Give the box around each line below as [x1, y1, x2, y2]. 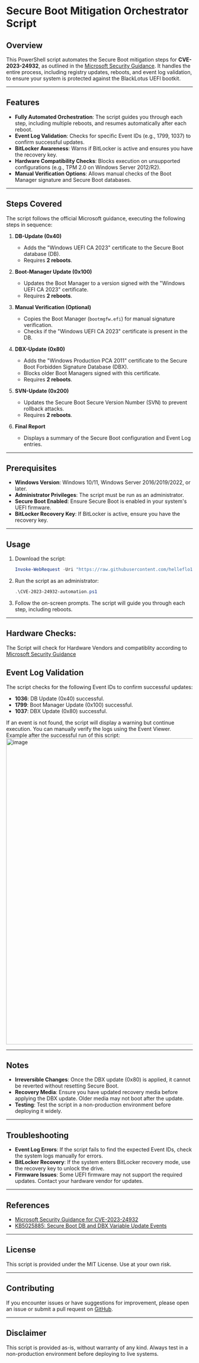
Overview [6, 40, 43, 50]
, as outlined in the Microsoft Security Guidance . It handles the [38, 62, 191, 69]
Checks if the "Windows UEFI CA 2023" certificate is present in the [23, 328, 188, 335]
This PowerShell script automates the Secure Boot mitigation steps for [6, 56, 178, 63]
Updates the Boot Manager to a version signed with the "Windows [23, 280, 185, 287]
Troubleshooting [6, 1130, 69, 1140]
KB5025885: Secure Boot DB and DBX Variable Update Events [14, 1222, 167, 1230]
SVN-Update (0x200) [14, 387, 69, 395]
